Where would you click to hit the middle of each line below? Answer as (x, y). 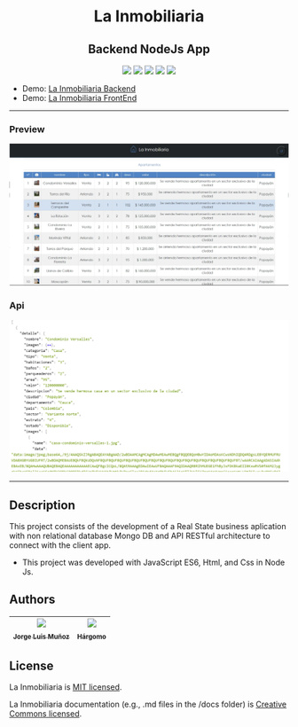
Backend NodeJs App (149, 49)
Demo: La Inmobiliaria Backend (78, 89)
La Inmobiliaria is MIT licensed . (66, 687)
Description (42, 505)
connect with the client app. (60, 545)
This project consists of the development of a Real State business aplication (148, 526)
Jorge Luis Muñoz (41, 637)
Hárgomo (91, 637)
